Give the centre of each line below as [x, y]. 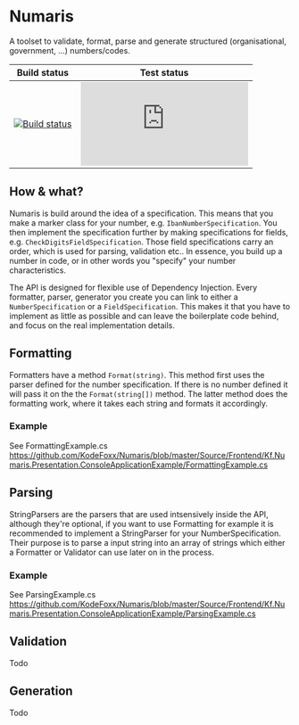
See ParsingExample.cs [53, 594]
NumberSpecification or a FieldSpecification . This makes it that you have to [150, 306]
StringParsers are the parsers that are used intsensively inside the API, [139, 514]
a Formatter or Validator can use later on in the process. [112, 552]
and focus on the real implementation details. [92, 325]
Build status [43, 72]
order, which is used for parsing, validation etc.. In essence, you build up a [146, 251]
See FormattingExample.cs [59, 445]
